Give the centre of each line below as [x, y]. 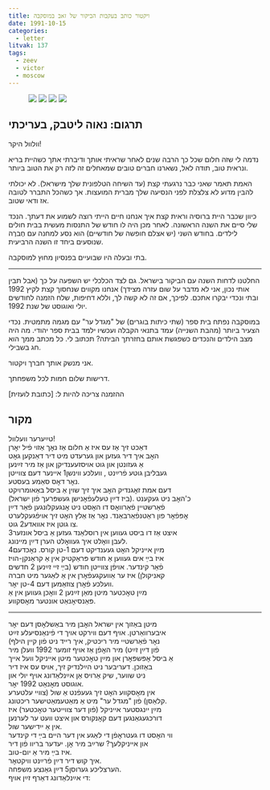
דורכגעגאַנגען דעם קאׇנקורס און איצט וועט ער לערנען [85, 718]
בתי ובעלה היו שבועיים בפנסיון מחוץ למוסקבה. [78, 257]
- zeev [27, 61]
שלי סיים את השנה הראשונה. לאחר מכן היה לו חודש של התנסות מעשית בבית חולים [133, 225]
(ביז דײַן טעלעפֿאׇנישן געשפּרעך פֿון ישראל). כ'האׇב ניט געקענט [100, 498]
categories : [28, 31]
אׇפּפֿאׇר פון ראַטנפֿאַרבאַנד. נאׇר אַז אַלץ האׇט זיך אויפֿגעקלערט [98, 516]
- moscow [30, 76]
